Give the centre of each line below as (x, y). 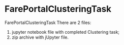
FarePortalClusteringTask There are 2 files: (48, 22)
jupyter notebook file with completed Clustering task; (65, 32)
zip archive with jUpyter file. (40, 37)
